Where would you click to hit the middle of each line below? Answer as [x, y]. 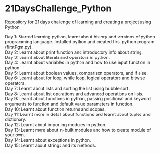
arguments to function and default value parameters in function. [69, 104]
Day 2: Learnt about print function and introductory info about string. [74, 52]
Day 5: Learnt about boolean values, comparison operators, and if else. [76, 73]
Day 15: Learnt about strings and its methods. [50, 145]
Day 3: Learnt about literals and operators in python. [58, 57]
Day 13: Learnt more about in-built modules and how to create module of [78, 130]
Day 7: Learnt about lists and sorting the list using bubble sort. [68, 88]
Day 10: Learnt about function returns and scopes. [56, 109]
